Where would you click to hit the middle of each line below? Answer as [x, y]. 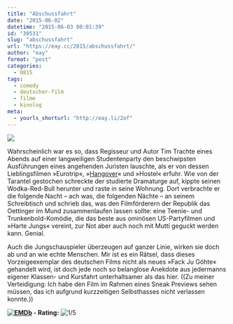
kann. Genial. [26, 233]
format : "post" [29, 60]
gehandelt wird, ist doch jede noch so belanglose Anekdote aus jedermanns [117, 269]
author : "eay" [28, 53]
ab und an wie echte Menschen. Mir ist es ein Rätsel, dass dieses [101, 254]
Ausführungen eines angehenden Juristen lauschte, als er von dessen [108, 166]
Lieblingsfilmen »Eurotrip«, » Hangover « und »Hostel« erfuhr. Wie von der [113, 173]
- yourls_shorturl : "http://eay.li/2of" [73, 118]
